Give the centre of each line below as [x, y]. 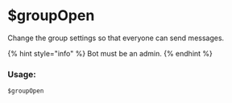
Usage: [22, 74]
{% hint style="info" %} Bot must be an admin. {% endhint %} [110, 53]
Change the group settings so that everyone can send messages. [116, 38]
